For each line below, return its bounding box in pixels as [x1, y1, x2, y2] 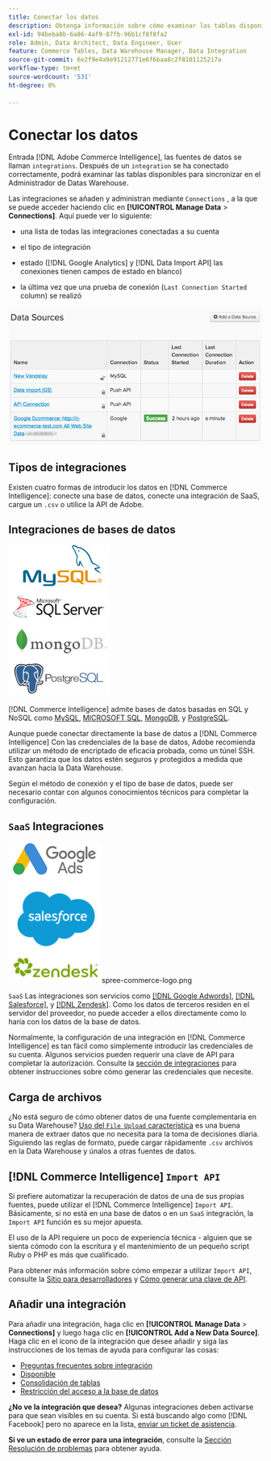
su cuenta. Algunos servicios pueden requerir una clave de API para [8, 1050, 236, 1060]
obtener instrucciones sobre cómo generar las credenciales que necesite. [8, 1067, 254, 1077]
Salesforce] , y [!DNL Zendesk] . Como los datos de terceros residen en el [8, 1000, 250, 1010]
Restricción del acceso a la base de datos [19, 1386, 159, 1395]
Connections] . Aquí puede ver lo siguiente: [8, 211, 152, 221]
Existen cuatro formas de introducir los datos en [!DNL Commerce [8, 482, 227, 492]
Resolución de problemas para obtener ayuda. [8, 1443, 162, 1453]
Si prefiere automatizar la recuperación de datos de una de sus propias [8, 1191, 244, 1201]
